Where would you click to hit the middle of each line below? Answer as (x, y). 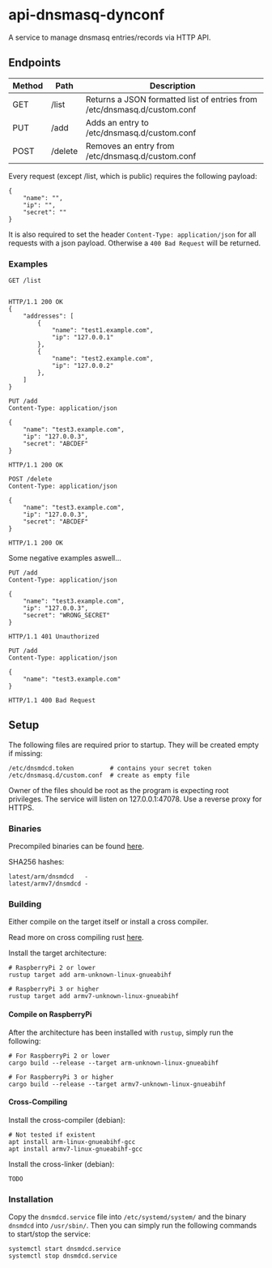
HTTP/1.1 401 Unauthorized (54, 637)
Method (28, 85)
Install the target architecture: (57, 953)
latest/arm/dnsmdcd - (49, 877)
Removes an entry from (130, 146)
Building (25, 904)
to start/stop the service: (49, 1234)
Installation (31, 1199)
